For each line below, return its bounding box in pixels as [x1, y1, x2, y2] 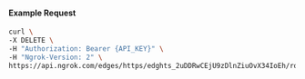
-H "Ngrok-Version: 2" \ [8, 53, 103, 62]
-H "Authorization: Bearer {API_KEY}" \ [8, 44, 165, 54]
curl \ [8, 27, 34, 36]
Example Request [8, 7, 76, 18]
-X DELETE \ [8, 36, 54, 45]
